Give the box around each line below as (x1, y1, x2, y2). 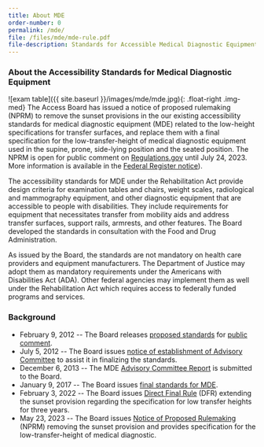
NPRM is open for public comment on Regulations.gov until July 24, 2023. (8, 153, 247, 162)
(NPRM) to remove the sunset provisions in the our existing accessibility (8, 111, 241, 120)
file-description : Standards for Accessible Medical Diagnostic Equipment (8, 41, 258, 49)
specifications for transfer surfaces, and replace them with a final (8, 127, 220, 138)
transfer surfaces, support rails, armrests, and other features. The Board (8, 218, 242, 228)
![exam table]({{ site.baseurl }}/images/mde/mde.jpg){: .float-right (8, 94, 222, 104)
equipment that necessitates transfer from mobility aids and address (8, 210, 229, 220)
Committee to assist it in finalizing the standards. (19, 355, 178, 364)
